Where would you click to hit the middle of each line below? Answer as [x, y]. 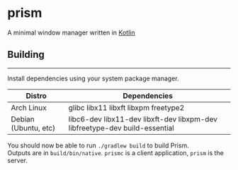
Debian [23, 119]
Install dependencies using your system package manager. [93, 78]
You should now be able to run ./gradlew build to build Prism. [98, 145]
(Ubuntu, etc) [33, 128]
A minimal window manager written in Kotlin [71, 32]
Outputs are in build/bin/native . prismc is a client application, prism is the [116, 152]
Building [26, 55]
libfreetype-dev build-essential [121, 128]
